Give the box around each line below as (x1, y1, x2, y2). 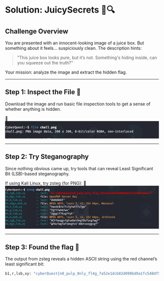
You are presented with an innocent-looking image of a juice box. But (5, 40, 144, 46)
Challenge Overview (5, 27, 68, 35)
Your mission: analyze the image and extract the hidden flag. (5, 69, 127, 75)
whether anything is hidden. (5, 106, 61, 112)
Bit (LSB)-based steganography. (5, 171, 70, 177)
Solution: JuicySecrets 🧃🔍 (5, 4, 115, 16)
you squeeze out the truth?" (17, 60, 73, 65)
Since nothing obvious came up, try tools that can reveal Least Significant (5, 165, 153, 171)
